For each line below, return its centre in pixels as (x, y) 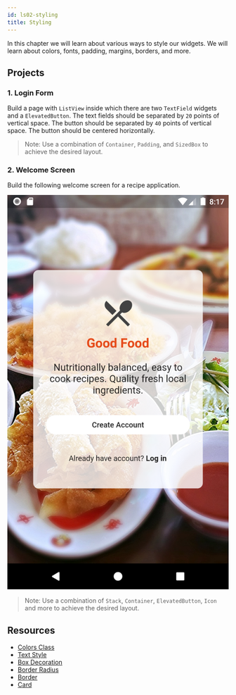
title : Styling (29, 22)
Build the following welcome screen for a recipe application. (94, 185)
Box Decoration (40, 663)
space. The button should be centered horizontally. (81, 131)
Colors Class (36, 647)
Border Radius (38, 670)
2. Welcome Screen (41, 170)
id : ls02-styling (33, 15)
